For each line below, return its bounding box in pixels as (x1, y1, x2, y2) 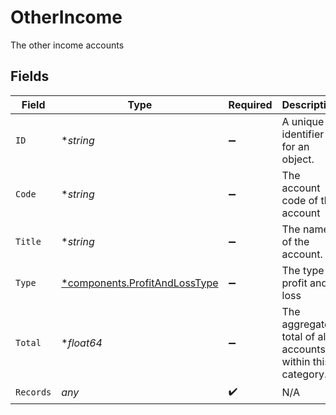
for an (281, 139, 310, 153)
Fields (10, 68, 50, 85)
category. (281, 367, 328, 381)
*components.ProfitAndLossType (61, 276, 219, 290)
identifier (281, 127, 325, 141)
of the (281, 234, 310, 248)
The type (281, 263, 325, 277)
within (281, 354, 311, 368)
